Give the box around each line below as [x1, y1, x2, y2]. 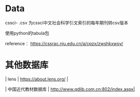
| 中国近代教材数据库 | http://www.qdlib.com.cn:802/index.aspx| [5, 86, 135, 92]
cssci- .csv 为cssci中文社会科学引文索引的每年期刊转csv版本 [5, 20, 129, 25]
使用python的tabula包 [5, 30, 49, 36]
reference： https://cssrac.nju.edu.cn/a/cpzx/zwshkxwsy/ [5, 40, 123, 47]
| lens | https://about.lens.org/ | [5, 76, 69, 82]
